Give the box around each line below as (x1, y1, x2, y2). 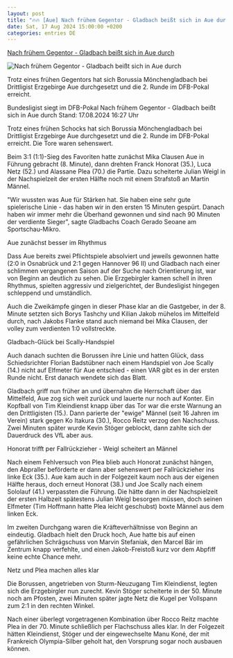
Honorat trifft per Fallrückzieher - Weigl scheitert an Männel (7, 445, 178, 453)
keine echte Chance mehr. (7, 552, 83, 561)
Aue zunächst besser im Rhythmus (7, 239, 107, 247)
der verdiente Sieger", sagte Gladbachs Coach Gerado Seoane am (7, 218, 196, 226)
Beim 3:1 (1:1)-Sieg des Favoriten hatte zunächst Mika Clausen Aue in (7, 153, 205, 161)
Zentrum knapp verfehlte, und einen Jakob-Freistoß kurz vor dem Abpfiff (7, 546, 216, 554)
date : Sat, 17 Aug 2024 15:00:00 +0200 (7, 23, 123, 30)
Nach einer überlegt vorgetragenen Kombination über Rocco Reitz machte (7, 615, 219, 623)
